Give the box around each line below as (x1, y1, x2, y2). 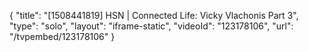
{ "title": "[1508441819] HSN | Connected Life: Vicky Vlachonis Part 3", (9, 10, 299, 21)
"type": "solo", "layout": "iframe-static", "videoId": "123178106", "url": (9, 20, 294, 32)
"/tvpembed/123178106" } (9, 31, 116, 42)
